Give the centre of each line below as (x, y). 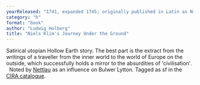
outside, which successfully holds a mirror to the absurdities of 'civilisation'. (99, 64)
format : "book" (25, 23)
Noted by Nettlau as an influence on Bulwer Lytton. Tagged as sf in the (96, 70)
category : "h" (24, 17)
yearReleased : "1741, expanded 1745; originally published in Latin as (97, 12)
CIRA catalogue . (26, 76)
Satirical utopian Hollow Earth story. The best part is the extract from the (95, 51)
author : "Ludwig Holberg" (38, 28)
